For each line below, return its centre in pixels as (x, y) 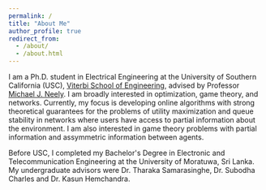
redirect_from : (34, 39)
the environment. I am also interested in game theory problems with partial (133, 128)
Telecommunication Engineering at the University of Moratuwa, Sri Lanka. (132, 162)
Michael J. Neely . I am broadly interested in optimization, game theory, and (133, 94)
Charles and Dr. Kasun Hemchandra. (69, 179)
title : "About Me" (39, 24)
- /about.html (39, 54)
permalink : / (30, 16)
